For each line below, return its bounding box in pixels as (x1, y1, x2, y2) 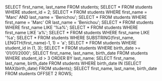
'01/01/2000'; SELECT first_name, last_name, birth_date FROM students (5, 50, 148, 56)
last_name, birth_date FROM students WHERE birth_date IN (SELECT (5, 60, 142, 66)
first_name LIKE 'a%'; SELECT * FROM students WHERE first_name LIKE (5, 30, 150, 35)
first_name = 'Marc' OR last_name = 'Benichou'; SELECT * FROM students (5, 19, 154, 25)
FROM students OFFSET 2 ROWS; (5, 71, 73, 76)
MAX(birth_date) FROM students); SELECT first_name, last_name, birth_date (5, 66, 157, 71)
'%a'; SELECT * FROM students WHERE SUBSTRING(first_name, (5, 35, 135, 40)
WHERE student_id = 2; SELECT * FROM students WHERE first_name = (5, 9, 147, 15)
